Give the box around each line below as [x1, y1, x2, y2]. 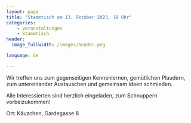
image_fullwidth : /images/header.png [11, 42, 106, 48]
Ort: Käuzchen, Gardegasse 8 [6, 109, 79, 116]
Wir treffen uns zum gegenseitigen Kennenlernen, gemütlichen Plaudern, [6, 74, 186, 81]
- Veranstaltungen [17, 25, 63, 31]
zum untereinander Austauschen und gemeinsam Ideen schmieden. [6, 80, 173, 87]
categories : [6, 20, 36, 26]
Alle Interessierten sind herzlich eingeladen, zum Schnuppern [6, 92, 158, 99]
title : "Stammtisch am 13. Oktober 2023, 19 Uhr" [6, 14, 133, 20]
